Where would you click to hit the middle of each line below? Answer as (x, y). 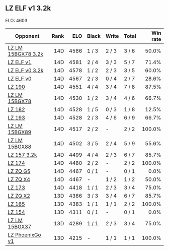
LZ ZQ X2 (19, 196)
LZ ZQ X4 (19, 179)
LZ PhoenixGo (24, 235)
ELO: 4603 (16, 20)
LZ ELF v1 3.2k (28, 8)
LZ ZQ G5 (19, 171)
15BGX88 (20, 147)
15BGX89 (20, 132)
